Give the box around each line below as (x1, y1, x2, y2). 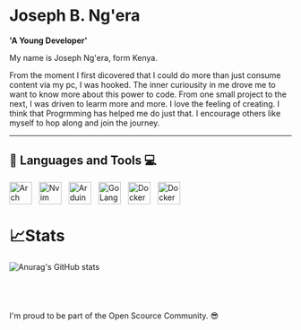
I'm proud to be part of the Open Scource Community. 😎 (9, 310, 219, 321)
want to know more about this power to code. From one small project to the (9, 89, 287, 100)
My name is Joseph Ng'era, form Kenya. (9, 52, 159, 63)
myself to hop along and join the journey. (9, 117, 160, 128)
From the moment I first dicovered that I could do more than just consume (9, 69, 281, 81)
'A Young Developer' (9, 35, 88, 46)
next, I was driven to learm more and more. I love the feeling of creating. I (9, 98, 280, 109)
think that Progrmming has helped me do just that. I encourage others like (9, 108, 281, 118)
